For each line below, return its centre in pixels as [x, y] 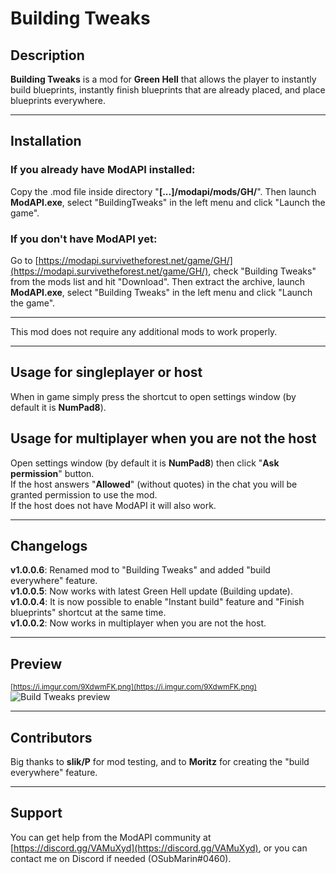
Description [47, 55]
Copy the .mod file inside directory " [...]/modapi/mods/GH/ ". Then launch [163, 191]
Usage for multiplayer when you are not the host [163, 438]
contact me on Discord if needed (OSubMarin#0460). [121, 858]
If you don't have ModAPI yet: [84, 239]
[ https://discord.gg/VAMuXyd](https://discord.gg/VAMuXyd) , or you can [159, 848]
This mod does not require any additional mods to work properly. [144, 331]
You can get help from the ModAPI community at [111, 837]
